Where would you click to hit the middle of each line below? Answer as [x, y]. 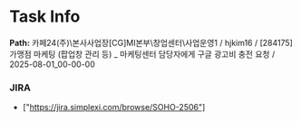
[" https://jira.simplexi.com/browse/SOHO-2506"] [114, 107]
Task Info [45, 17]
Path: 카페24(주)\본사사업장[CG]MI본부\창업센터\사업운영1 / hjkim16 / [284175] [151, 42]
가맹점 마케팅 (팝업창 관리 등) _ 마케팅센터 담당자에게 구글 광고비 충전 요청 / [142, 54]
